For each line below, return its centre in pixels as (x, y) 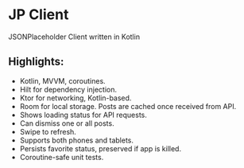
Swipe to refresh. (48, 131)
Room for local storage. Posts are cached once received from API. (128, 106)
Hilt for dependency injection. (68, 89)
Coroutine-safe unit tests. (62, 157)
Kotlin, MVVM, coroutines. (62, 80)
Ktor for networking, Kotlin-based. (76, 98)
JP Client (39, 15)
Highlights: (36, 62)
